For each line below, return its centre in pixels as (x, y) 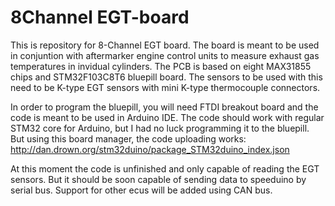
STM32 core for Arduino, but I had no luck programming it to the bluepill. (160, 128)
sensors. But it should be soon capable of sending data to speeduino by (158, 179)
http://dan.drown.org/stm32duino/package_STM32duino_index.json (150, 149)
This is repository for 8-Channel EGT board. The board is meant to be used (165, 45)
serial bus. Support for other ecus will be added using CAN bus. (141, 190)
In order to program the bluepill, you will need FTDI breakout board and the (164, 107)
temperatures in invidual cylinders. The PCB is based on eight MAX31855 (161, 66)
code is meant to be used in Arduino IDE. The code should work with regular (167, 117)
